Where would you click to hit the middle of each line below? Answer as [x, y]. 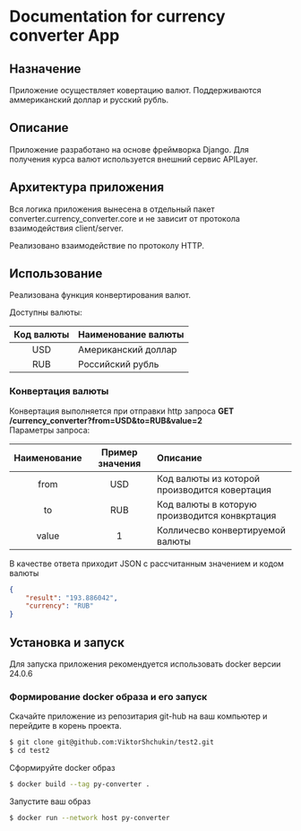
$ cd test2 [30, 751]
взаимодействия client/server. [66, 228]
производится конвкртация [216, 515]
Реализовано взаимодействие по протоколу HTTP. [107, 245]
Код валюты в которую [206, 504]
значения [120, 463]
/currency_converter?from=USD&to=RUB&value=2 [106, 420]
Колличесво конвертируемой [221, 529]
